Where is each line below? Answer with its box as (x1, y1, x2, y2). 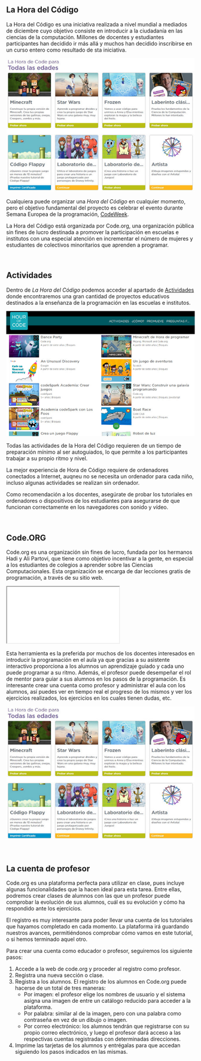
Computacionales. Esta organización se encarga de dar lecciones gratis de (6, 568, 191, 575)
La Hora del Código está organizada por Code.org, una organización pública (6, 222, 194, 229)
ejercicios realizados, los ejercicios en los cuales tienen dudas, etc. (6, 694, 172, 702)
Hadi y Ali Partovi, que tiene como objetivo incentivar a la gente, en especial (6, 555, 194, 562)
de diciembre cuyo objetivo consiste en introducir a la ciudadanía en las (6, 27, 183, 34)
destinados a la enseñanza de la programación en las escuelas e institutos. (6, 299, 191, 306)
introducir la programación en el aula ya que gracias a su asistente (6, 657, 170, 664)
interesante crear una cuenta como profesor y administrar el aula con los (6, 682, 185, 689)
